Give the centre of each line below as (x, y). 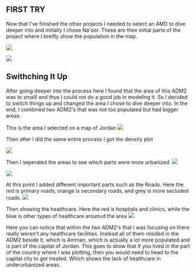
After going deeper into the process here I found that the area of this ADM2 (97, 91)
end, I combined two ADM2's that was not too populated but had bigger (92, 109)
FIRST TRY (26, 10)
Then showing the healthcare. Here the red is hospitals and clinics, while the (98, 209)
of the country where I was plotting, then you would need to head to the (92, 252)
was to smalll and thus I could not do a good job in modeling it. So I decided (97, 97)
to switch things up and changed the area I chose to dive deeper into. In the (97, 103)
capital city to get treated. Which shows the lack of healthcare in (84, 258)
